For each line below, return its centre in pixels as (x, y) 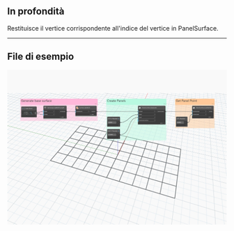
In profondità (36, 11)
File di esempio (41, 57)
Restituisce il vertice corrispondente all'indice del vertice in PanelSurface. (113, 28)
